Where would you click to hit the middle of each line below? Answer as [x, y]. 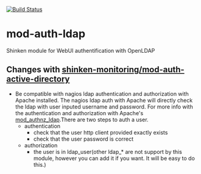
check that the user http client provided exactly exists [100, 132]
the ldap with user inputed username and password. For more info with [104, 107]
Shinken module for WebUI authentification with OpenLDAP [81, 50]
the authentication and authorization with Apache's [79, 113]
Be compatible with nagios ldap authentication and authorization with [102, 93]
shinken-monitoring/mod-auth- [123, 70]
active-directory [38, 79]
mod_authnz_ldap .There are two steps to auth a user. [82, 119]
